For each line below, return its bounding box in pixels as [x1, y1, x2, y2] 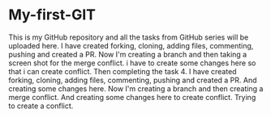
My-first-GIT [8, 6, 96, 24]
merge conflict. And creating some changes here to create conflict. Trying [8, 92, 256, 102]
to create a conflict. [8, 101, 74, 111]
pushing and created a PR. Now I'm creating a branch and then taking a [8, 49, 247, 59]
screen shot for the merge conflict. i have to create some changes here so [8, 58, 256, 68]
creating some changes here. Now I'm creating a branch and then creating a [8, 83, 264, 94]
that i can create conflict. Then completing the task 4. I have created [8, 66, 237, 76]
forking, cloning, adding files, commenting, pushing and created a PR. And [8, 75, 257, 85]
